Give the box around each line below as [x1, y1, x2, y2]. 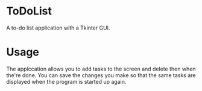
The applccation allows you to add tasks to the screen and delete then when [6, 65, 196, 72]
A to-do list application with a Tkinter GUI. [6, 24, 110, 31]
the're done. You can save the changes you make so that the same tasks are [6, 71, 196, 79]
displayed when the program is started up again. [6, 78, 127, 85]
